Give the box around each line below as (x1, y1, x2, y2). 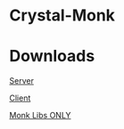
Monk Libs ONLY (9, 110, 71, 121)
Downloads (9, 46, 95, 67)
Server (9, 76, 34, 86)
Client (9, 93, 31, 103)
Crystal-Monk (9, 5, 116, 26)
